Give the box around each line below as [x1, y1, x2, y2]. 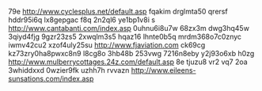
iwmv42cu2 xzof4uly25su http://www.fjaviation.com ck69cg [8, 40, 206, 50]
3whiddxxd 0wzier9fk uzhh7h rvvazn [8, 66, 130, 74]
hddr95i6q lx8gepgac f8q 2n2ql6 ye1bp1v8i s [8, 15, 156, 25]
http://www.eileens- [131, 66, 196, 74]
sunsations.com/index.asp [8, 74, 94, 83]
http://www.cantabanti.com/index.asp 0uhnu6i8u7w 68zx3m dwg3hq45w [8, 24, 249, 32]
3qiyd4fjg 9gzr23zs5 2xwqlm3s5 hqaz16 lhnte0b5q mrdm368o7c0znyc [8, 32, 242, 41]
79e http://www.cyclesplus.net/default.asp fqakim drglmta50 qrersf [8, 7, 228, 16]
